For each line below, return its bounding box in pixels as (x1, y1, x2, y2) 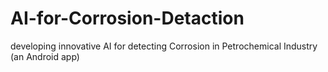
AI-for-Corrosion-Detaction (10, 7, 245, 30)
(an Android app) (10, 50, 80, 62)
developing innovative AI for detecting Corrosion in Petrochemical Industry (10, 40, 318, 52)
